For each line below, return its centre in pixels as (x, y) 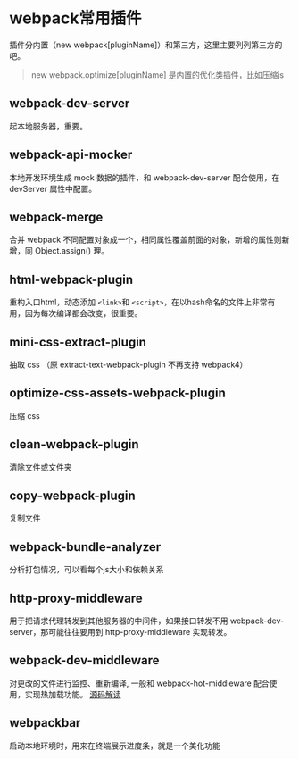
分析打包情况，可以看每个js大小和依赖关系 (87, 570)
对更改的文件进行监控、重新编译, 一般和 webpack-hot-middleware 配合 (139, 683)
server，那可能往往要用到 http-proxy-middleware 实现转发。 (120, 632)
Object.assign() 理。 (72, 251)
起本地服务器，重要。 (48, 126)
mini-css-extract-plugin (78, 342)
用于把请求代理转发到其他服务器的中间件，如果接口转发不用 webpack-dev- (147, 621)
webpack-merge (56, 217)
